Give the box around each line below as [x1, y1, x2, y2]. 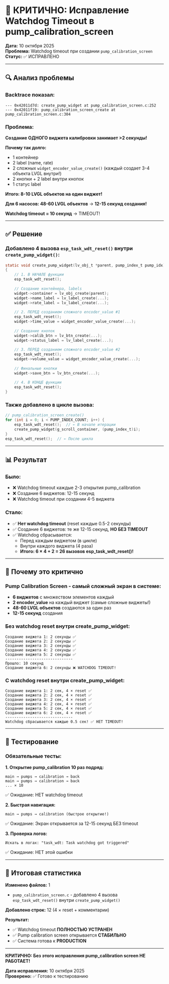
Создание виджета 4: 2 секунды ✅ [5, 647, 76, 652]
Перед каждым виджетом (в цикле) [20, 537, 97, 543]
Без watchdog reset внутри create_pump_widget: [5, 623, 130, 630]
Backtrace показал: [5, 91, 55, 98]
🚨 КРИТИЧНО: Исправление [5, 5, 129, 16]
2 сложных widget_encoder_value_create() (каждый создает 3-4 [12, 165, 150, 171]
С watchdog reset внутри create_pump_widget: [5, 677, 125, 684]
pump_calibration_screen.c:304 [5, 112, 71, 117]
